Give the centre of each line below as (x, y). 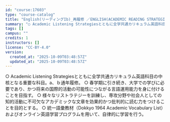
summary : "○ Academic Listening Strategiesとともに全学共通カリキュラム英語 (82, 24)
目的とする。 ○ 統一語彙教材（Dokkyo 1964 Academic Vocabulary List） (89, 108)
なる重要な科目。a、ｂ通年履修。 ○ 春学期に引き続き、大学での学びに (87, 83)
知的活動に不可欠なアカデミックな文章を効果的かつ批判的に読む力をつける (83, 102)
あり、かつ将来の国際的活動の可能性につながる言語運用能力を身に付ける (89, 89)
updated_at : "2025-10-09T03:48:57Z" (48, 62)
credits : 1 (17, 38)
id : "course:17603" (26, 10)
